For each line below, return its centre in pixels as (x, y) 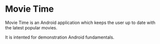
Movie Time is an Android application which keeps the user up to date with (80, 22)
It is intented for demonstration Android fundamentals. (60, 37)
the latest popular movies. (31, 27)
